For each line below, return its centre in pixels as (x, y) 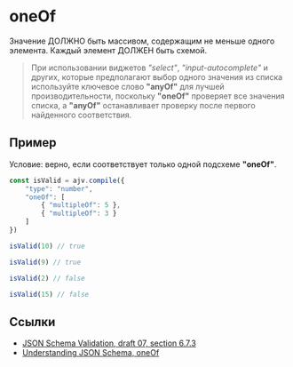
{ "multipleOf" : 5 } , (81, 205)
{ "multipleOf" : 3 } (79, 214)
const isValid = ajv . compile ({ (67, 180)
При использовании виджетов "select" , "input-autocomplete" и (149, 68)
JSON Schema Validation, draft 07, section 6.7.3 (109, 343)
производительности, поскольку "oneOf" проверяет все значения (158, 96)
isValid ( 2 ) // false (48, 278)
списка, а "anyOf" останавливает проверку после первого (143, 105)
